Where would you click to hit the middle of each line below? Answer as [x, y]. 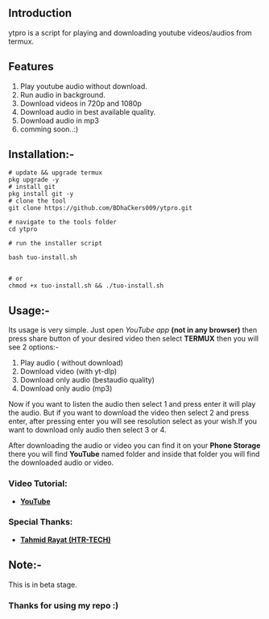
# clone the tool [37, 201]
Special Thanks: [41, 522]
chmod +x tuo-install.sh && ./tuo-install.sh [86, 286]
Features [31, 67]
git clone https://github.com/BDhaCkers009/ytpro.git [101, 208]
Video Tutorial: [38, 483]
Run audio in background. [63, 94]
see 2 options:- [33, 347]
